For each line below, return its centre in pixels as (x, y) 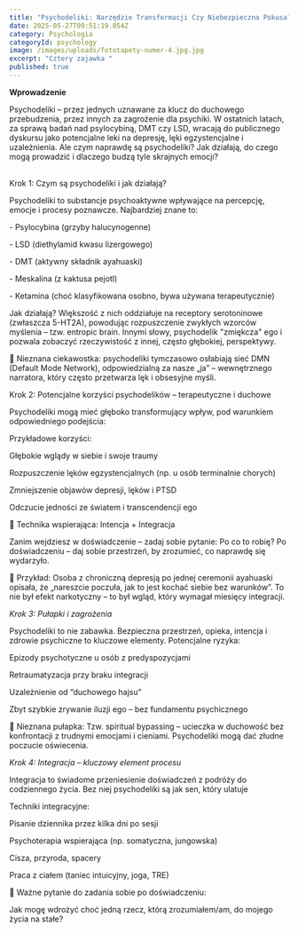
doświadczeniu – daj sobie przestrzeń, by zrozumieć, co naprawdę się (137, 550)
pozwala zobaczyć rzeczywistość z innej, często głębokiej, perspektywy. (143, 341)
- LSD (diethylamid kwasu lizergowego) (81, 244)
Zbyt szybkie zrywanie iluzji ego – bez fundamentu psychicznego (129, 709)
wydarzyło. (30, 560)
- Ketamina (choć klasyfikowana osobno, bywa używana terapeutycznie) (142, 296)
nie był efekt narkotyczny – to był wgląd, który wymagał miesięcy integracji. (147, 597)
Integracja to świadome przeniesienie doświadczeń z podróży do (128, 779)
